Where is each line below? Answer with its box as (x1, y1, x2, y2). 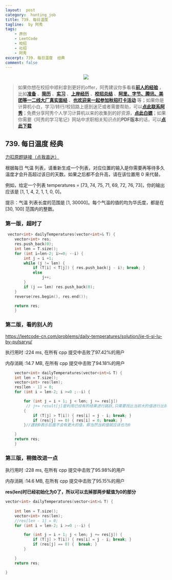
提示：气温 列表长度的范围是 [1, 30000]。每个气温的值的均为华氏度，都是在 (5, 200, 164, 206)
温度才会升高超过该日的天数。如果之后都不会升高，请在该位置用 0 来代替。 (5, 171, 163, 178)
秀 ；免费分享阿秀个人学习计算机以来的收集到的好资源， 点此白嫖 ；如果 (17, 110, 166, 116)
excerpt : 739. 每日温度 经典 (5, 55, 65, 61)
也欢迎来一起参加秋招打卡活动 (73, 97, 136, 103)
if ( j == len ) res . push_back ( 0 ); (24, 284, 95, 289)
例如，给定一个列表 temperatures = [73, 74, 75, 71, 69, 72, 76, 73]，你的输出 (5, 182, 165, 188)
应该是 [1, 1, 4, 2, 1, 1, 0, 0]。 (5, 188, 64, 195)
